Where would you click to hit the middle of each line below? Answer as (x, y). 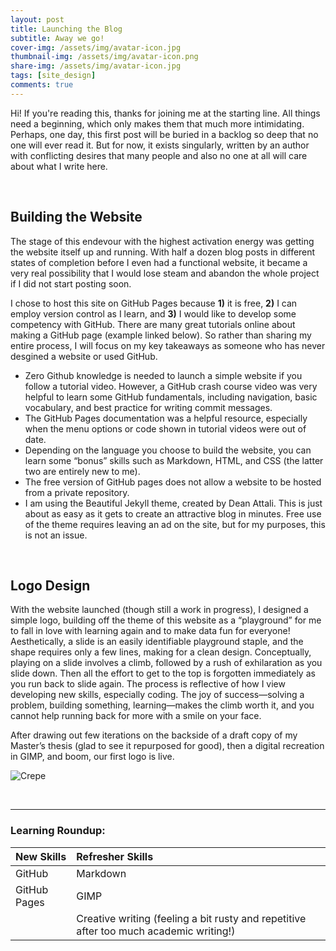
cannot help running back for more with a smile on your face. (136, 716)
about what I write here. (59, 166)
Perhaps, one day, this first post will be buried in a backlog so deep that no (164, 134)
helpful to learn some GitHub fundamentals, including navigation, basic (171, 397)
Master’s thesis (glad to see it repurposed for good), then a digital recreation (167, 746)
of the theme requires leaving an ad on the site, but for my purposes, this (175, 524)
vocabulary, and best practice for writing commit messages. (148, 407)
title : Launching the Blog (66, 29)
